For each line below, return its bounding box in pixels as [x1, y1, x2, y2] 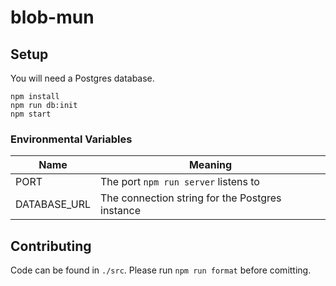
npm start [10, 109, 52, 119]
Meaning [188, 158, 233, 172]
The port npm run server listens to [100, 175, 260, 189]
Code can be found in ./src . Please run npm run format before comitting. [10, 264, 312, 276]
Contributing [10, 237, 92, 255]
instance [100, 204, 141, 218]
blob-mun [10, 6, 95, 29]
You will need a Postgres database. [10, 72, 155, 84]
